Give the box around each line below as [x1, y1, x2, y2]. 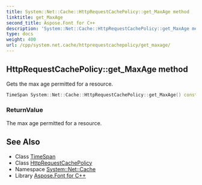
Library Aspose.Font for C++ [14, 172, 86, 179]
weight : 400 [6, 37, 36, 43]
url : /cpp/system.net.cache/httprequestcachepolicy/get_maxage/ [6, 43, 171, 48]
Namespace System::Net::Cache [14, 165, 96, 172]
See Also [6, 137, 40, 147]
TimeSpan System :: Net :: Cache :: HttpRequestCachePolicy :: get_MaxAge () [6, 92, 182, 98]
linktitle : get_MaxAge [6, 14, 63, 20]
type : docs [6, 31, 34, 37]
